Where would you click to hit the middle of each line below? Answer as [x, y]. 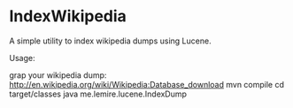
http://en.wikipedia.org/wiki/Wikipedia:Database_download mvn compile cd [147, 84]
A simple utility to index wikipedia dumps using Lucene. [110, 41]
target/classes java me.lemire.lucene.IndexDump [98, 94]
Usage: [22, 58]
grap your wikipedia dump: [58, 75]
